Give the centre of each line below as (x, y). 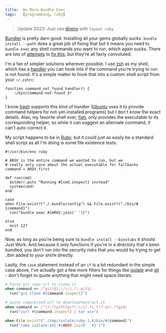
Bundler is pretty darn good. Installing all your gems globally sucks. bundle (81, 38)
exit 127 (19, 226)
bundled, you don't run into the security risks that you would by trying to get (83, 250)
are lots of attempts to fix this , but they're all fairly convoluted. (69, 54)
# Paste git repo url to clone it (41, 284)
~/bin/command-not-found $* (43, 93)
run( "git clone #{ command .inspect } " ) (49, 294)
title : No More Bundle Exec (35, 10)
